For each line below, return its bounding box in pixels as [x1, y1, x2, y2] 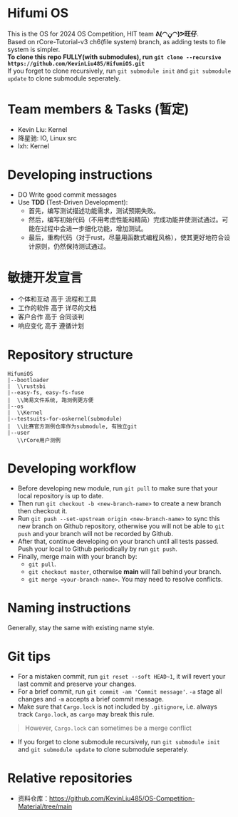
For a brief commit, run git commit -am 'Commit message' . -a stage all [17, 687, 222, 696]
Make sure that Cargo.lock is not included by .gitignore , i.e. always [17, 702, 217, 711]
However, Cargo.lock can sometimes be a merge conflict [24, 724, 192, 732]
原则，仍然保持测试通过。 [34, 242, 110, 250]
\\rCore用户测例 [16, 436, 61, 443]
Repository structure [7, 346, 133, 363]
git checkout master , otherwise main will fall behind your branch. [28, 567, 222, 575]
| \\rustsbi [7, 383, 46, 390]
